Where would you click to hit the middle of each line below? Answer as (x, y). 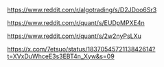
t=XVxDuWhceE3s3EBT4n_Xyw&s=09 (61, 56)
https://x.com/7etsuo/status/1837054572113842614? (81, 49)
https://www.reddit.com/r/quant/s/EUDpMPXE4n (76, 23)
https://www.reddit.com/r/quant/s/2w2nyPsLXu (74, 36)
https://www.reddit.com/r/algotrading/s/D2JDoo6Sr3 (82, 10)
